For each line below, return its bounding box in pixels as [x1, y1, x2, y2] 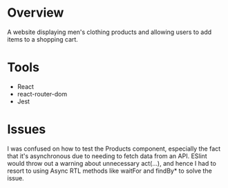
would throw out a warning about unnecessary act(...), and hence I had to [7, 159, 216, 167]
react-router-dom [17, 89, 68, 98]
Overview [7, 5, 64, 21]
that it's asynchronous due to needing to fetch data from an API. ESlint [7, 151, 207, 160]
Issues [7, 121, 46, 137]
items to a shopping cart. [7, 35, 78, 43]
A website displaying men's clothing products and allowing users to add [7, 28, 212, 36]
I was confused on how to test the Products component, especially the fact [7, 144, 221, 153]
